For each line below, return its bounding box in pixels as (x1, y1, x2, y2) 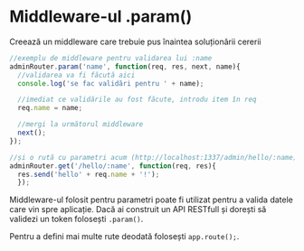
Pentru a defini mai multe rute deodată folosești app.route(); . (9, 231, 240, 242)
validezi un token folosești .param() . (9, 214, 144, 225)
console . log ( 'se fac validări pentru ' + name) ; (17, 79, 204, 88)
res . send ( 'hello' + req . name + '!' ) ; (17, 170, 160, 179)
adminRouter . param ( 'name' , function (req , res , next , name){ (9, 61, 242, 71)
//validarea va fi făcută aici (17, 70, 136, 79)
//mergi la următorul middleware (17, 120, 144, 129)
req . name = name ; (17, 104, 83, 113)
